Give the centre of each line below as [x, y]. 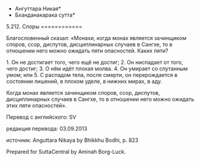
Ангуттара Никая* [38, 9]
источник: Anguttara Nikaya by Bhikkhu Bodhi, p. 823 [72, 140]
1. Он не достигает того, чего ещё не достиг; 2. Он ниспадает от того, [95, 62]
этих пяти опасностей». [36, 106]
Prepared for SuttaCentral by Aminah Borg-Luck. [66, 152]
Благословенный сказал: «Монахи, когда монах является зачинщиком [96, 38]
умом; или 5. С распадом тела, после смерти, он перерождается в [92, 75]
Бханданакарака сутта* [45, 15]
